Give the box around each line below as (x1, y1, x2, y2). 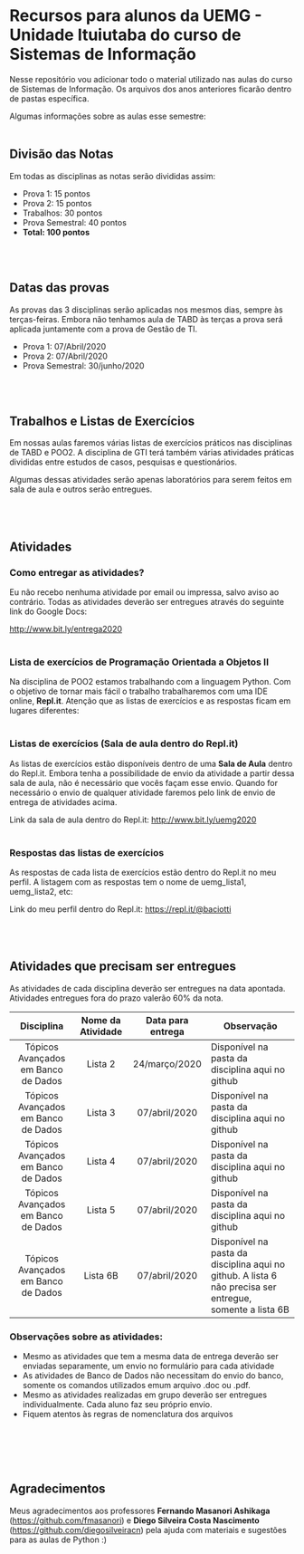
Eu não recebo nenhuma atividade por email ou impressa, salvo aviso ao (9, 587, 280, 598)
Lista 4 (86, 1155, 116, 1167)
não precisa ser (211, 1281, 277, 1293)
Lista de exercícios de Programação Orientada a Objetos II (9, 656, 270, 668)
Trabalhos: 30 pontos (22, 207, 103, 218)
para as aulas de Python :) (9, 1534, 107, 1545)
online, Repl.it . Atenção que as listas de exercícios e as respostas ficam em (9, 695, 291, 706)
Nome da (81, 1013, 121, 1026)
